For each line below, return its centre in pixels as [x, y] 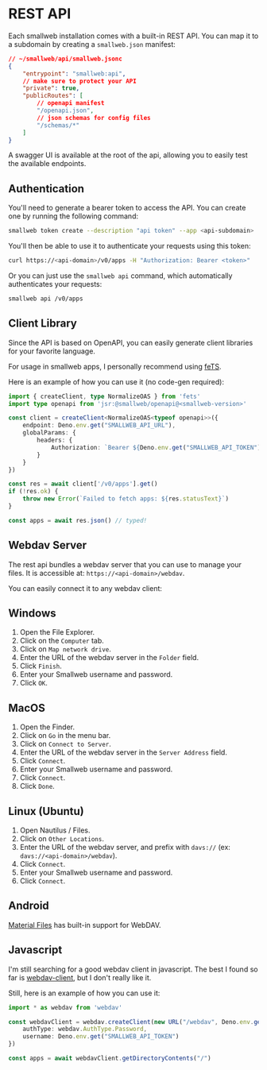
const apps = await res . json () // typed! [78, 520]
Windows [32, 614]
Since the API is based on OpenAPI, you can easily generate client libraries [131, 342]
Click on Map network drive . [65, 649]
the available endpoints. [47, 164]
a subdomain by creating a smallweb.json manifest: [92, 44]
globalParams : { [50, 433]
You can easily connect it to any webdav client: [85, 588]
